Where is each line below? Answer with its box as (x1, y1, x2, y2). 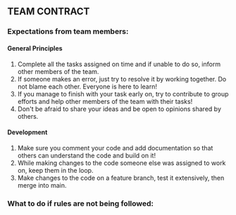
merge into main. (17, 181, 67, 189)
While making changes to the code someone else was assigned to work (17, 158, 226, 167)
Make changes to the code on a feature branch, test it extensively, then (17, 174, 225, 182)
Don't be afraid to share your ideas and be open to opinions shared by (17, 105, 222, 113)
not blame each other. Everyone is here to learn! (17, 82, 157, 91)
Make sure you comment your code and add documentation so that (17, 143, 213, 152)
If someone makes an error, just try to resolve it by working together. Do (17, 74, 227, 83)
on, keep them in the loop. (17, 166, 94, 174)
